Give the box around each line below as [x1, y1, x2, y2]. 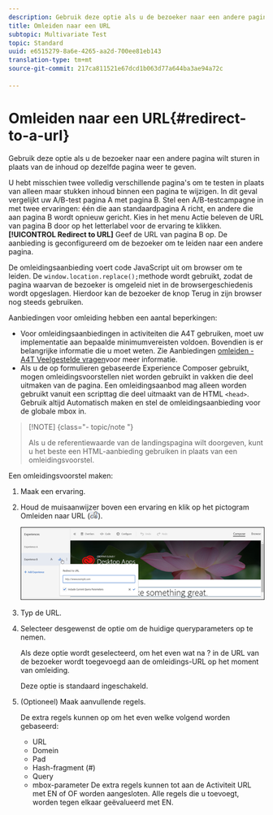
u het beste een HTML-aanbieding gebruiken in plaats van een [28, 446, 238, 456]
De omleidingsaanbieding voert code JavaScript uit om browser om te [8, 262, 243, 272]
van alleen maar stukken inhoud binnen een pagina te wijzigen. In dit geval [8, 186, 258, 196]
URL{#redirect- [141, 109, 247, 128]
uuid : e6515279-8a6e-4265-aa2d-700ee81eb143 [8, 47, 162, 56]
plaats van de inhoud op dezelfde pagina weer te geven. [8, 162, 197, 171]
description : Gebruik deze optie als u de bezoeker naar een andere [8, 13, 245, 21]
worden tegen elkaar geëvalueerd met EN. [32, 797, 174, 807]
